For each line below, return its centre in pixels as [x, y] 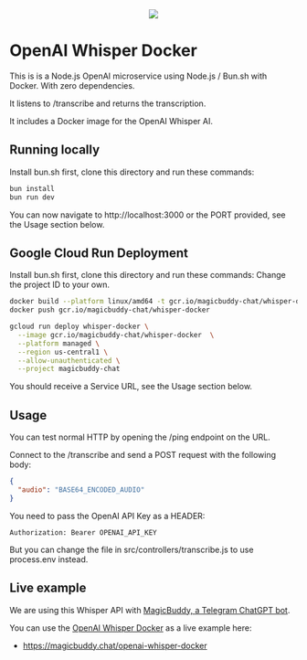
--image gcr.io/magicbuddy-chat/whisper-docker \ [116, 335]
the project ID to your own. [59, 285]
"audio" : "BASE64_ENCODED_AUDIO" [81, 490]
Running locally [55, 150]
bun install [32, 188]
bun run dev [32, 197]
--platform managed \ [59, 343]
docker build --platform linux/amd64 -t [88, 302]
